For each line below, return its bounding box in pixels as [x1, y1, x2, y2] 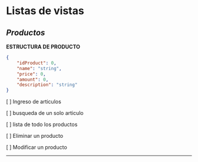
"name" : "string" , [16, 65, 62, 71]
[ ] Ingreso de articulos [6, 98, 62, 105]
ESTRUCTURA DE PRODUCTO [6, 43, 81, 50]
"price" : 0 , [16, 71, 46, 77]
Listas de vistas [6, 4, 84, 18]
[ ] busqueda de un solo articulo [6, 110, 84, 117]
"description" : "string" [16, 82, 78, 88]
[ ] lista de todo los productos [6, 121, 78, 128]
